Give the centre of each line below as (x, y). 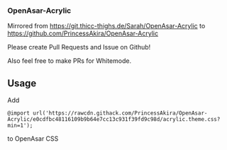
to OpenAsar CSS (33, 139)
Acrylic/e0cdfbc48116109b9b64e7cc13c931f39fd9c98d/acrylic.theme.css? (114, 120)
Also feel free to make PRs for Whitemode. (70, 61)
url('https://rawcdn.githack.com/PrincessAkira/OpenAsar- (120, 113)
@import (19, 113)
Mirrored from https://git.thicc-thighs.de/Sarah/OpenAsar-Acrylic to (106, 26)
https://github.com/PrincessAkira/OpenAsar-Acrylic (83, 33)
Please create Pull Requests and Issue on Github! (79, 47)
